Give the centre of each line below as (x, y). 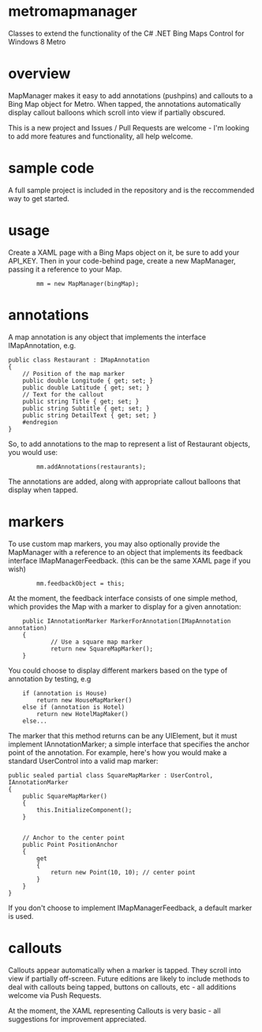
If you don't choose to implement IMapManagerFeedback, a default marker (130, 908)
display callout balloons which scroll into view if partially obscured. (117, 112)
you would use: (33, 452)
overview (39, 74)
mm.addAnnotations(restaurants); (92, 467)
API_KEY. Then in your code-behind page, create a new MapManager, (122, 260)
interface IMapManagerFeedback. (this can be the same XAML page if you (129, 560)
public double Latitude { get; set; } (86, 387)
